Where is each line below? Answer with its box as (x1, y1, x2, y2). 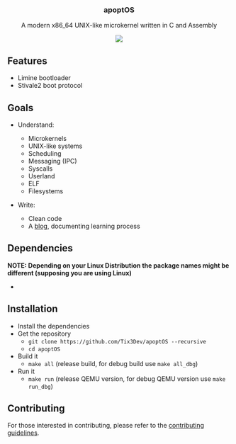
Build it (17, 352, 38, 360)
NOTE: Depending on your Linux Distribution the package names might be (7, 261, 230, 270)
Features (7, 55, 47, 67)
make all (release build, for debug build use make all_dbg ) (28, 359, 198, 368)
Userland (28, 171, 55, 180)
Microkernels (28, 134, 67, 142)
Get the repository (17, 329, 72, 338)
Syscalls (28, 164, 53, 173)
